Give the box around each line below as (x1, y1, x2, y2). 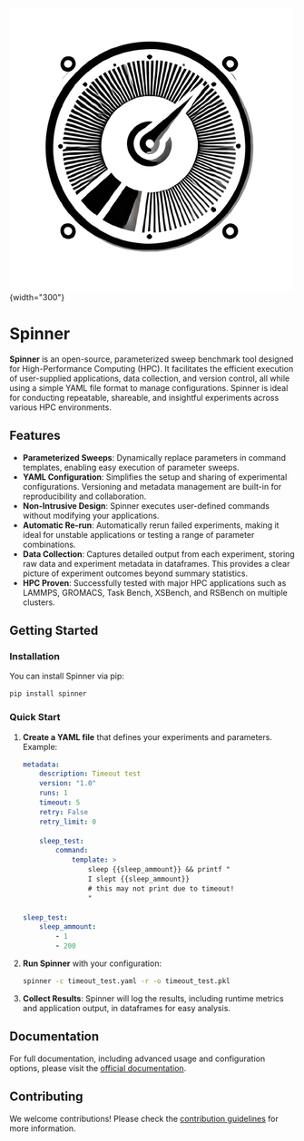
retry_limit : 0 (39, 817, 97, 826)
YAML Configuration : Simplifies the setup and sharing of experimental (22, 471, 288, 483)
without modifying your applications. (22, 510, 160, 521)
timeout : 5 (39, 798, 81, 807)
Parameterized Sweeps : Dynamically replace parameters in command (22, 452, 286, 463)
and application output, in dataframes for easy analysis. (22, 1002, 231, 1013)
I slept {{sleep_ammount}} (87, 874, 191, 884)
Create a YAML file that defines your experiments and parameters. (22, 731, 272, 742)
